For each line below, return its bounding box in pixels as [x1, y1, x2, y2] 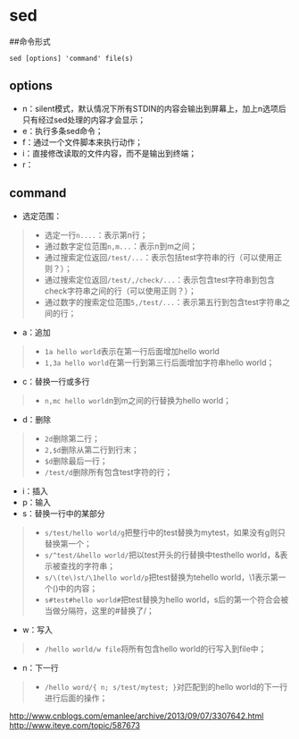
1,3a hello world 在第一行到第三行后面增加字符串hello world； [44, 357, 275, 368]
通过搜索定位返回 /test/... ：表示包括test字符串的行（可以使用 [44, 251, 275, 262]
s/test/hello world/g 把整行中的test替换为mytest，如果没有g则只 [44, 527, 286, 538]
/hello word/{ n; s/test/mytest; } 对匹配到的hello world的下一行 [44, 681, 288, 692]
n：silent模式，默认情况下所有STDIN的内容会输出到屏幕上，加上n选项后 [21, 103, 287, 114]
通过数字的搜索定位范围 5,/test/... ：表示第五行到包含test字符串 [44, 296, 283, 307]
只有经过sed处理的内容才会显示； [21, 114, 145, 125]
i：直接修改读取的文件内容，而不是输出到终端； [21, 148, 197, 158]
